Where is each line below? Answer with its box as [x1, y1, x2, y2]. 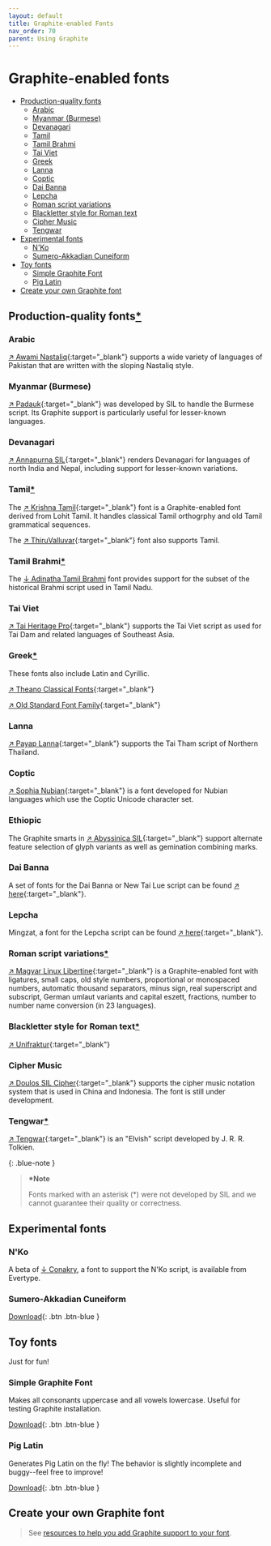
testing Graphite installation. [8, 1404, 102, 1414]
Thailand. [8, 747, 40, 756]
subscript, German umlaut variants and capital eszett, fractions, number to [8, 992, 256, 1002]
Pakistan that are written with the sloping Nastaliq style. [8, 360, 194, 370]
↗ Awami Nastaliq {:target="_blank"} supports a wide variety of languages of [8, 352, 263, 362]
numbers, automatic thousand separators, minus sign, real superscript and [8, 983, 257, 993]
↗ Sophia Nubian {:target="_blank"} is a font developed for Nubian [8, 786, 228, 795]
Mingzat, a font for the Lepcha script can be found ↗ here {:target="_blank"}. [8, 927, 264, 937]
